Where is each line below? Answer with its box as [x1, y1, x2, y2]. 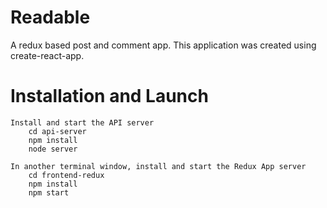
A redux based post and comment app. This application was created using [10, 39, 317, 51]
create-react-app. [10, 49, 85, 61]
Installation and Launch [10, 85, 209, 108]
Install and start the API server [10, 117, 155, 128]
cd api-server [28, 126, 87, 136]
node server [28, 144, 78, 154]
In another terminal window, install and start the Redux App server [10, 161, 307, 171]
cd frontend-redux [28, 170, 105, 180]
